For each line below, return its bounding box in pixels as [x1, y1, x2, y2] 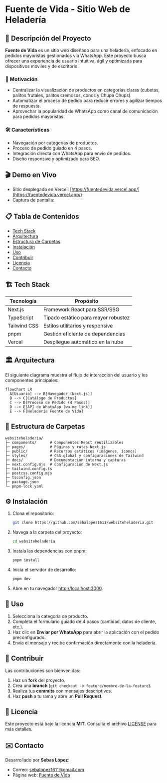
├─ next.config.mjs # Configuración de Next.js [5, 461, 108, 467]
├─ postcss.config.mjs [5, 470, 52, 475]
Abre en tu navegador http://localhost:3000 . [12, 585, 103, 591]
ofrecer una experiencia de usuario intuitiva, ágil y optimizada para [5, 58, 143, 63]
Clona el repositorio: [12, 510, 54, 516]
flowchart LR [5, 386, 32, 392]
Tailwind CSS [7, 322, 39, 329]
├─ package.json [5, 479, 39, 484]
